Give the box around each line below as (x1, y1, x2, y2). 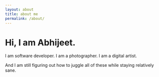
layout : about (5, 7, 34, 12)
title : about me (5, 12, 38, 16)
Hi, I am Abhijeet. (5, 37, 76, 48)
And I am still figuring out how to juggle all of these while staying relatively (5, 62, 154, 68)
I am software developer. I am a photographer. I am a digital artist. (5, 53, 137, 59)
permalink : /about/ (5, 16, 45, 21)
